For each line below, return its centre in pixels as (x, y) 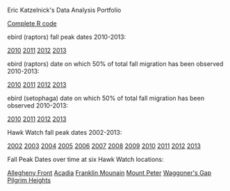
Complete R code (32, 23)
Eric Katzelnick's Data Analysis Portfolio (64, 10)
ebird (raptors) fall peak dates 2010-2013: (67, 37)
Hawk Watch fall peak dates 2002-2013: (65, 132)
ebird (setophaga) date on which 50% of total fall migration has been (106, 98)
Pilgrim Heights (29, 180)
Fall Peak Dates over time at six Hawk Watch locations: (85, 159)
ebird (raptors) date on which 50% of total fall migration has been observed (115, 64)
